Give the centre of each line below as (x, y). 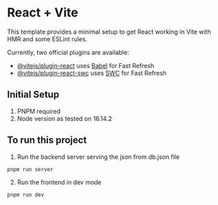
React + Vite (43, 13)
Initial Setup (33, 95)
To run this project (47, 140)
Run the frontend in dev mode (59, 182)
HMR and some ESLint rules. (47, 39)
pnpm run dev (26, 195)
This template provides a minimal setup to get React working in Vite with (109, 32)
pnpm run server (30, 169)
